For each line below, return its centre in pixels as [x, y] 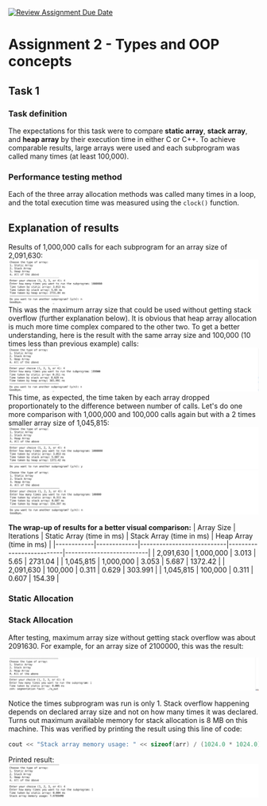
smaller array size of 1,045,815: [59, 423]
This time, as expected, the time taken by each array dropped [109, 398]
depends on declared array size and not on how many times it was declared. [133, 712]
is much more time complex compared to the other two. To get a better [124, 327]
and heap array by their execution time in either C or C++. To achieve [122, 139]
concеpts [40, 62]
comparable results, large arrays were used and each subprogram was [124, 147]
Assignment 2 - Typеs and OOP [114, 45]
